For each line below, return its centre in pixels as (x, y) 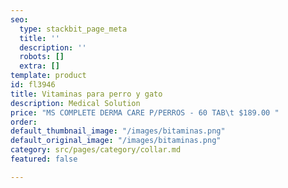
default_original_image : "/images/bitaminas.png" (116, 141)
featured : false (44, 159)
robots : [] (42, 57)
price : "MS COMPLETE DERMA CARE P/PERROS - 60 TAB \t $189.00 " (145, 112)
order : (24, 122)
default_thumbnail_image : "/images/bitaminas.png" (118, 131)
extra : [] (39, 66)
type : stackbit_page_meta (73, 29)
